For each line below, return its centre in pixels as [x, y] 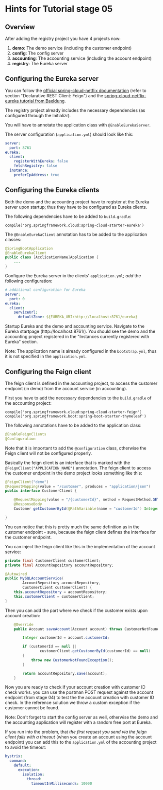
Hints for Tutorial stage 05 [59, 9]
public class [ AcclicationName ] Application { [52, 257]
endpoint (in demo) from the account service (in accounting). [66, 388]
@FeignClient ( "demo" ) [27, 482]
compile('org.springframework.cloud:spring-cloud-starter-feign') [73, 412]
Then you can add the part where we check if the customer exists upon [76, 610]
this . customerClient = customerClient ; [54, 596]
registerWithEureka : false [41, 162]
